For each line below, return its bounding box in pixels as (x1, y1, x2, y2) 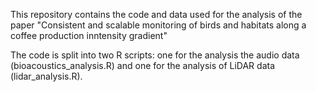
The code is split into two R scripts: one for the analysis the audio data (10, 49, 300, 61)
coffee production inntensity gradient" (10, 30, 168, 41)
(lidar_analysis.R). (10, 70, 83, 82)
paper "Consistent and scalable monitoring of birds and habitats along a (10, 19, 307, 31)
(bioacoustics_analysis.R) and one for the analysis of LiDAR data (10, 60, 276, 71)
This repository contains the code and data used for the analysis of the (10, 9, 303, 20)
